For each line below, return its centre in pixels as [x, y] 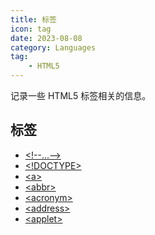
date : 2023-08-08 [46, 38]
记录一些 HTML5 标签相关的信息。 [81, 95]
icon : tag [31, 29]
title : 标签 [33, 19]
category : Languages [53, 47]
